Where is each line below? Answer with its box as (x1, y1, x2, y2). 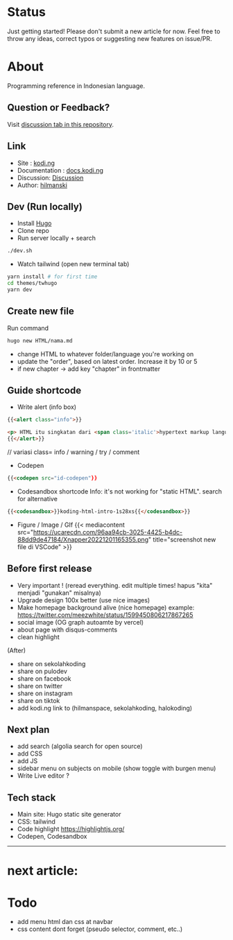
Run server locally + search (17, 234, 96, 243)
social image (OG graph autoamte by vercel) (17, 618, 144, 626)
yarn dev (7, 286, 33, 293)
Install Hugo (17, 219, 52, 227)
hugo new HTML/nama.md (7, 337, 73, 344)
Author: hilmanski (17, 181, 68, 189)
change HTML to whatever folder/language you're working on (17, 349, 194, 358)
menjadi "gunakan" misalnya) (17, 589, 102, 597)
